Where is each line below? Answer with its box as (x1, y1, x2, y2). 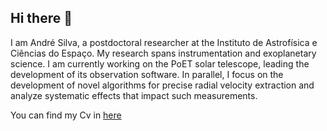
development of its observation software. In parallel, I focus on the (10, 68, 284, 80)
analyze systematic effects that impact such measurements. (10, 89, 258, 101)
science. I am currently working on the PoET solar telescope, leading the (10, 57, 310, 70)
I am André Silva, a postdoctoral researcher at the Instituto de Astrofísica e (10, 36, 318, 48)
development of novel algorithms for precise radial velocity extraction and (10, 79, 315, 91)
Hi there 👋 (10, 10, 73, 27)
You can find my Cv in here (10, 109, 122, 121)
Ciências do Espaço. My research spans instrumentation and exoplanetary (10, 47, 317, 59)
